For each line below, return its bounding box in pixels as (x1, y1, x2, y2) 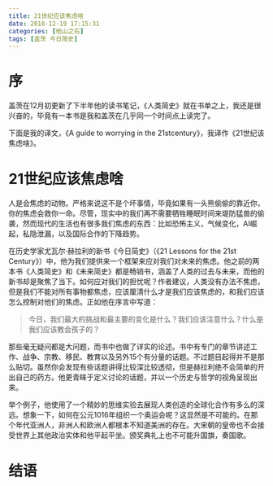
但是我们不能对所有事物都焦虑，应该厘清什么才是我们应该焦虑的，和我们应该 (8, 287, 265, 297)
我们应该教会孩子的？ (28, 325, 100, 335)
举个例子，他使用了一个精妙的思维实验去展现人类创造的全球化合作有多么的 (8, 400, 258, 409)
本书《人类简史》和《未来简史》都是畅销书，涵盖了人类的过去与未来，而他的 (8, 266, 265, 277)
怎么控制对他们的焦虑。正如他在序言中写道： (8, 297, 158, 307)
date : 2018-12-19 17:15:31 (8, 20, 100, 28)
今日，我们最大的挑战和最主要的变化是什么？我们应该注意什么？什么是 (28, 314, 264, 324)
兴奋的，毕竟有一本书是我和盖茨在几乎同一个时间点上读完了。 (8, 111, 215, 120)
